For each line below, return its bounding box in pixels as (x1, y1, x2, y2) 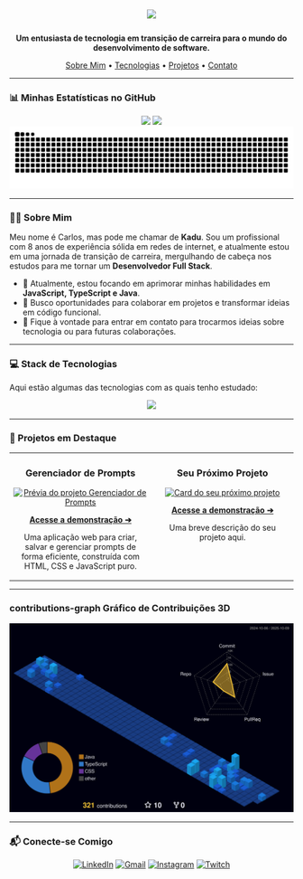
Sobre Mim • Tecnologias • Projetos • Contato (65, 60, 238, 71)
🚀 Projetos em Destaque (9, 431, 117, 444)
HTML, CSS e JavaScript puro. (23, 560, 137, 572)
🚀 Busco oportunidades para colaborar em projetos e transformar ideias (22, 298, 290, 308)
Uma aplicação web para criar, (23, 532, 138, 543)
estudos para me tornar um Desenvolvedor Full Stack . (9, 260, 213, 271)
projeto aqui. (198, 532, 246, 543)
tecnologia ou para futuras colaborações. (22, 326, 177, 337)
